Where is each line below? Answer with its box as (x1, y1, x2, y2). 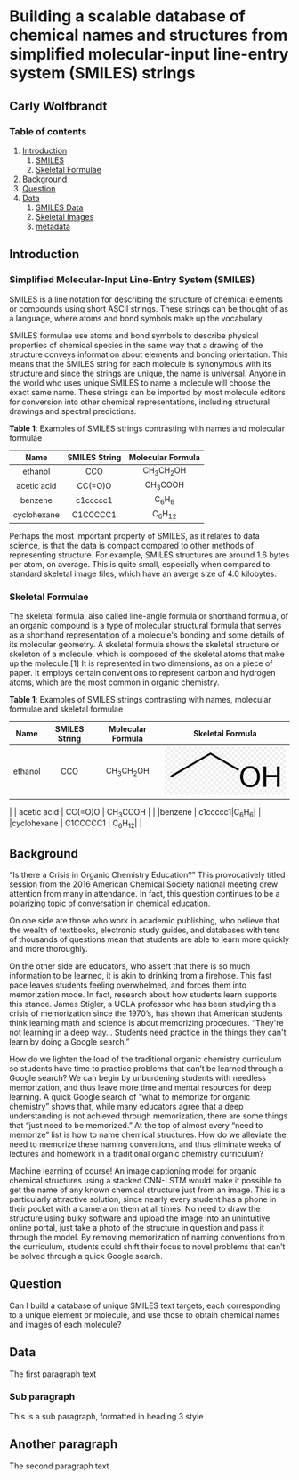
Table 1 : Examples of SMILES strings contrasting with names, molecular (9, 695, 271, 705)
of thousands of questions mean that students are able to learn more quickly (9, 933, 290, 945)
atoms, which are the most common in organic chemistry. (9, 677, 220, 687)
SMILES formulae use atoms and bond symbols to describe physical (9, 329, 259, 340)
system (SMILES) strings (9, 63, 196, 84)
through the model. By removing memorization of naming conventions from (9, 1232, 286, 1242)
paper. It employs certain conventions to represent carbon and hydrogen (9, 668, 276, 679)
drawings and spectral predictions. (9, 405, 137, 416)
